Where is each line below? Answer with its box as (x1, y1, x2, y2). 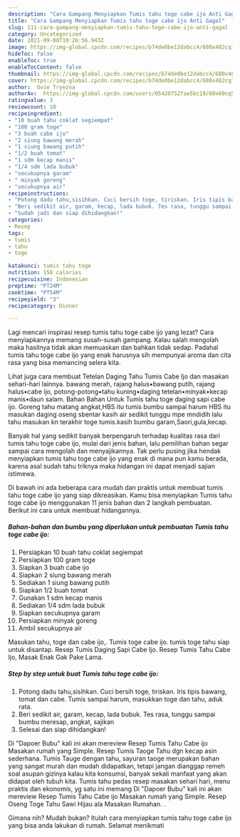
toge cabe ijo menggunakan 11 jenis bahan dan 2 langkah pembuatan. (8, 498, 212, 507)
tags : (8, 229, 24, 236)
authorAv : (8, 90, 38, 97)
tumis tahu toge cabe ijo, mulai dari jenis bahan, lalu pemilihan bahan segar (8, 439, 229, 448)
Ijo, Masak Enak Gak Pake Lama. (8, 653, 104, 661)
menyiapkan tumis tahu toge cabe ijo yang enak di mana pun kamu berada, (8, 454, 229, 463)
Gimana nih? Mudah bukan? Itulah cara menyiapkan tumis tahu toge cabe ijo (8, 813, 232, 822)
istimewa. (8, 469, 36, 478)
